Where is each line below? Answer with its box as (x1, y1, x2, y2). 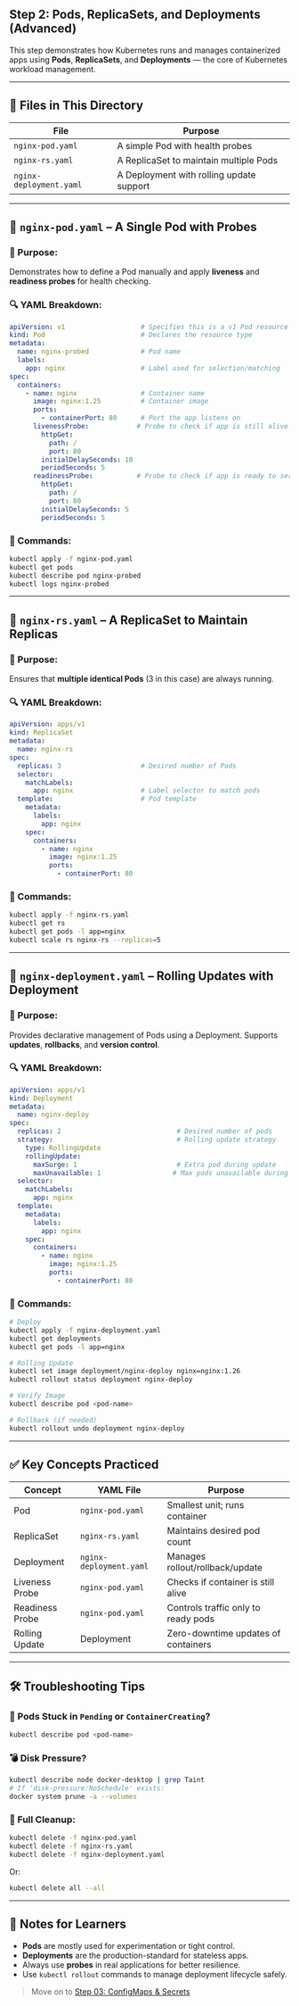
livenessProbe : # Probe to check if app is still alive (32, 422, 289, 431)
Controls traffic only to (166, 1601, 261, 1613)
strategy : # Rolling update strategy (17, 1135, 277, 1145)
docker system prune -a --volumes (9, 1793, 138, 1802)
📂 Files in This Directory (9, 98, 144, 113)
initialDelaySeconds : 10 (41, 455, 133, 464)
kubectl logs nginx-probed (9, 579, 109, 588)
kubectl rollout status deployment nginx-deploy (9, 1375, 193, 1384)
